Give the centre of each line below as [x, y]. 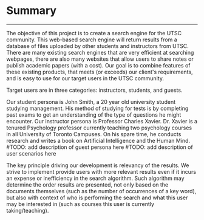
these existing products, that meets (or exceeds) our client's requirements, [100, 72]
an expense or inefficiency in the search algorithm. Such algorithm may [95, 178]
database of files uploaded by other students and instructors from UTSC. [98, 46]
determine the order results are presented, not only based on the [87, 184]
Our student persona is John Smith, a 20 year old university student [91, 101]
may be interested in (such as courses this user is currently [80, 204]
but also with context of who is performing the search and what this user [97, 198]
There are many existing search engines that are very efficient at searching [100, 52]
